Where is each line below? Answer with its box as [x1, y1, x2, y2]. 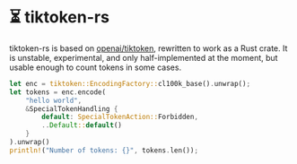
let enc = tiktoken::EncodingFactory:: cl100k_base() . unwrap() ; [9, 79, 251, 88]
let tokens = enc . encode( [9, 87, 106, 97]
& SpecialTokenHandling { [25, 104, 118, 113]
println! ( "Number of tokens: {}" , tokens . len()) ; [9, 145, 199, 155]
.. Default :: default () [41, 121, 123, 130]
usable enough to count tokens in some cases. [9, 62, 182, 73]
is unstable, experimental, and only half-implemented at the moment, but [9, 52, 278, 63]
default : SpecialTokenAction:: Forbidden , [41, 113, 199, 122]
